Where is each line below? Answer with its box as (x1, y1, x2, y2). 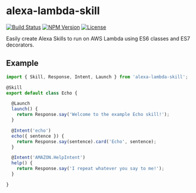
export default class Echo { (6, 90, 78, 96)
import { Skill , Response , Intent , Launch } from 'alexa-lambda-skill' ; (6, 74, 188, 80)
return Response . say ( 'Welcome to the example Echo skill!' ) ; (16, 112, 170, 118)
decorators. (6, 41, 34, 48)
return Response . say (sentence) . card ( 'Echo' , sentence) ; (16, 138, 157, 145)
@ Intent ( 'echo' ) (11, 128, 51, 134)
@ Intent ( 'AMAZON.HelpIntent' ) (11, 155, 85, 161)
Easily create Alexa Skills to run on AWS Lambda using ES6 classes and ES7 (6, 35, 190, 42)
